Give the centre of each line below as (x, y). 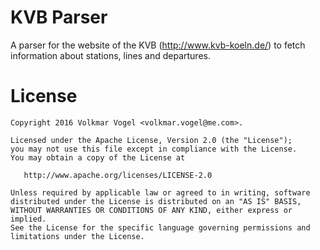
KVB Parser (59, 17)
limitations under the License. (77, 236)
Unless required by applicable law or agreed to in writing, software (160, 192)
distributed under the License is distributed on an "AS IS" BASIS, (156, 201)
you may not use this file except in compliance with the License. (154, 149)
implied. (28, 219)
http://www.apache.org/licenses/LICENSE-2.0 (118, 175)
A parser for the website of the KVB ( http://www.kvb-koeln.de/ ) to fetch (158, 45)
